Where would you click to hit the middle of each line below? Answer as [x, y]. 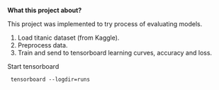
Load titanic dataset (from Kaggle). [68, 38]
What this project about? [45, 10]
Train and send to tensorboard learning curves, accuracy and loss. [115, 53]
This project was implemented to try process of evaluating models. [105, 24]
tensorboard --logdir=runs [50, 79]
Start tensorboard [33, 66]
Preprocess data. [43, 45]
